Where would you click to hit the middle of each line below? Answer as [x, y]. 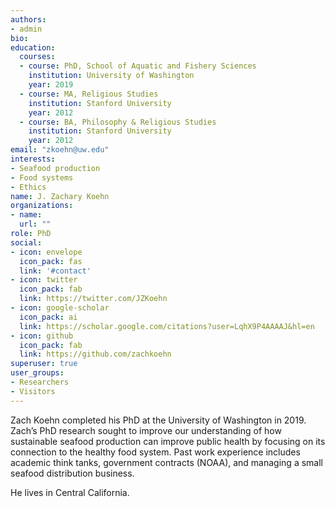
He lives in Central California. [70, 492]
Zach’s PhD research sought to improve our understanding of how [146, 430]
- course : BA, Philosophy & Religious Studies [118, 122]
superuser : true [44, 364]
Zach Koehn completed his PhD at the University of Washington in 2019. [158, 420]
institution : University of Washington [111, 76]
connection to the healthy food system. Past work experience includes [155, 452]
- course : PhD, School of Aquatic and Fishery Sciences [138, 66]
